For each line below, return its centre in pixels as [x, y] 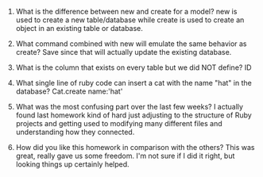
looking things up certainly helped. [72, 164]
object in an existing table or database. [79, 28]
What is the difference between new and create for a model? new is [126, 12]
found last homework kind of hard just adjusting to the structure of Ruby [133, 115]
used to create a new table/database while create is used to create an [130, 20]
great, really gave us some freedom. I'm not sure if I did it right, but [125, 156]
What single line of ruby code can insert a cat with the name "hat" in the [133, 83]
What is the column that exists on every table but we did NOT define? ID [133, 67]
